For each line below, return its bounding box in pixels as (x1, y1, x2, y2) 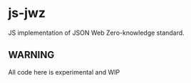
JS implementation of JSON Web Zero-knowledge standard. (8, 28, 185, 37)
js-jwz (8, 5, 46, 21)
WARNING (8, 49, 55, 61)
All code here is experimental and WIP (8, 67, 120, 76)
